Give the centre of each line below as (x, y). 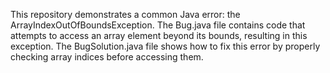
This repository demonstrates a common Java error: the (125, 14)
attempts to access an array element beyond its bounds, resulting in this (159, 35)
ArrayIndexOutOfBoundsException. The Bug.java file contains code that (158, 25)
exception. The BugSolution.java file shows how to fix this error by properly (165, 46)
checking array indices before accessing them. (107, 57)
